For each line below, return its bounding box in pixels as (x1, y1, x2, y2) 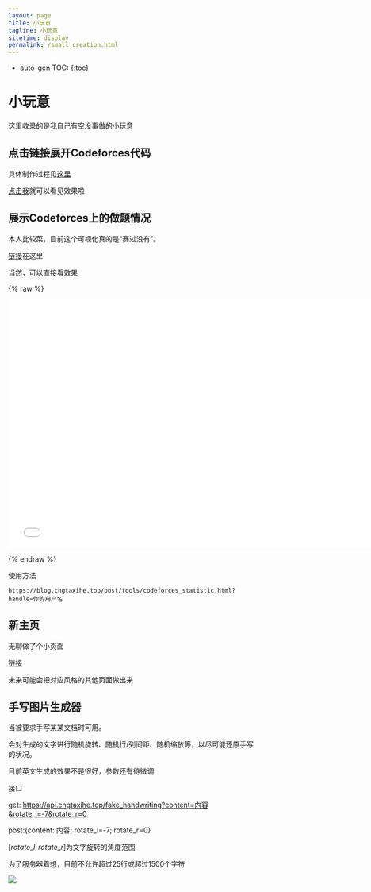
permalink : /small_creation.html (8, 41, 119, 49)
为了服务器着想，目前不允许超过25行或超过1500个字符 (8, 859, 185, 869)
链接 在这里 (8, 251, 44, 261)
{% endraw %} (8, 554, 57, 564)
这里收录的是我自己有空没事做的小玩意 (8, 121, 133, 131)
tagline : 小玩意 (8, 26, 59, 34)
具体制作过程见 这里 (8, 168, 71, 179)
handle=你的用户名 (8, 595, 63, 603)
